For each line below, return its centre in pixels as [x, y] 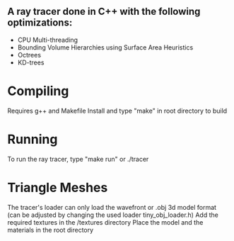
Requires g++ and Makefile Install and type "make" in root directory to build [117, 111]
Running [33, 139]
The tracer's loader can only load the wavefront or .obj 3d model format [112, 207]
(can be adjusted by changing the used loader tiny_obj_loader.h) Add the [113, 215]
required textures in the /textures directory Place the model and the [105, 222]
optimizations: [40, 23]
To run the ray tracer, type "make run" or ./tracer [78, 159]
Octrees [29, 55]
